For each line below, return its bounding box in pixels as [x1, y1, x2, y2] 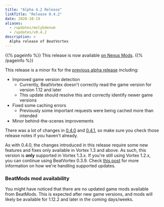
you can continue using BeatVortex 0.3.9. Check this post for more [5, 157, 139, 164]
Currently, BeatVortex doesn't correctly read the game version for [19, 82, 152, 87]
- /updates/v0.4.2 [9, 30, 47, 35]
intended [19, 113, 38, 119]
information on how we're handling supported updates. [5, 163, 116, 168]
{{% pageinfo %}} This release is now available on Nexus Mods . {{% [5, 52, 143, 58]
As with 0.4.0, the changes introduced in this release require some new [5, 142, 148, 148]
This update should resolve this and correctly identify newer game [19, 92, 153, 98]
